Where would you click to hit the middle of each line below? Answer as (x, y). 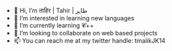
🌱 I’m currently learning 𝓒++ (54, 25)
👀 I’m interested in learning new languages (74, 18)
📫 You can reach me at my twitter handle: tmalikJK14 (89, 40)
